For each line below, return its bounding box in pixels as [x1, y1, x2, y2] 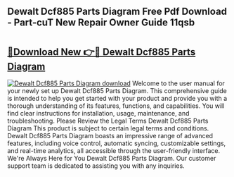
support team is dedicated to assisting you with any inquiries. [7, 161, 185, 170]
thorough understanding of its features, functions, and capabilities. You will [7, 102, 225, 110]
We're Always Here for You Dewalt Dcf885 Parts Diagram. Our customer [7, 154, 216, 162]
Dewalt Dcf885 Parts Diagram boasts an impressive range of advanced [7, 132, 213, 140]
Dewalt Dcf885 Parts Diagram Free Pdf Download [7, 6, 227, 18]
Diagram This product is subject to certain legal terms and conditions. [7, 124, 209, 133]
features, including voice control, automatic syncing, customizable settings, [7, 139, 226, 147]
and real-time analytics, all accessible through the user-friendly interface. [7, 147, 221, 154]
